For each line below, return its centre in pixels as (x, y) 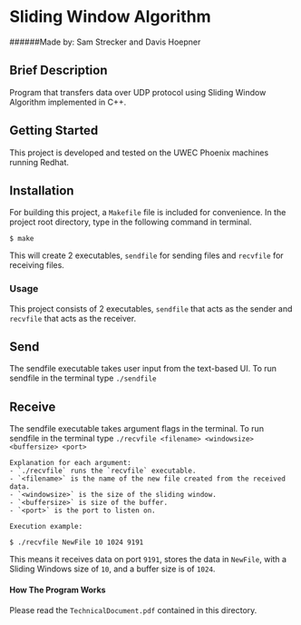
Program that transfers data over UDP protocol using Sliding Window (138, 92)
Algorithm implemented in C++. (68, 102)
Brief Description (58, 70)
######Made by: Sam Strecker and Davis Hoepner (105, 42)
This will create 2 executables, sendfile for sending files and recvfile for (146, 255)
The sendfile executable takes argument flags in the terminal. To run (137, 429)
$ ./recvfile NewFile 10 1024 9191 (77, 542)
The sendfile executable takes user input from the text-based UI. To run (143, 369)
